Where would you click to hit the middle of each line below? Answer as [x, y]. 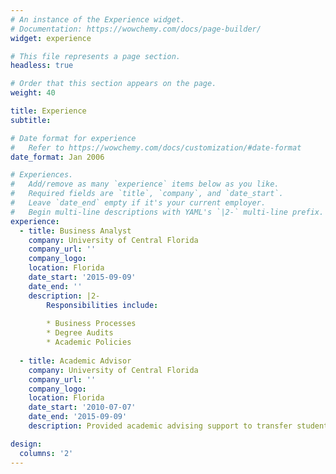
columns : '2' [46, 453]
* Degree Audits [80, 333]
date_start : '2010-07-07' [82, 407]
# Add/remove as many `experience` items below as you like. [145, 184]
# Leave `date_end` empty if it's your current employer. [138, 203]
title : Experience [48, 111]
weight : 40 [33, 93]
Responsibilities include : [102, 305]
